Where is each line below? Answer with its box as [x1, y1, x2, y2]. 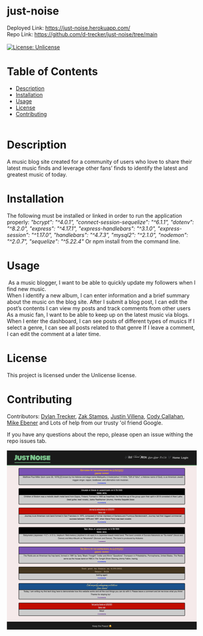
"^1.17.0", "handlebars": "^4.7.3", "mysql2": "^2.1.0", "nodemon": [31, 231, 189, 238]
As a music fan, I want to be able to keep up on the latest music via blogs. [7, 311, 190, 318]
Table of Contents [7, 65, 98, 79]
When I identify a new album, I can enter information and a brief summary [7, 291, 190, 299]
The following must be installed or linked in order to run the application [7, 212, 183, 219]
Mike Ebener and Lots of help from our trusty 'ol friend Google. [7, 419, 163, 426]
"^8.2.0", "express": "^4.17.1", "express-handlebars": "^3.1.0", [7, 225, 157, 232]
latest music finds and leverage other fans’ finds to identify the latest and [7, 164, 189, 172]
